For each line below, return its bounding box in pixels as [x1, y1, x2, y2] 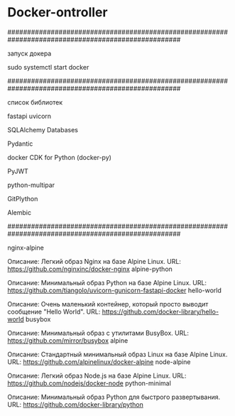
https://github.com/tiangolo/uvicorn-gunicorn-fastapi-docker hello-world [7, 286, 222, 294]
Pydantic [7, 139, 33, 148]
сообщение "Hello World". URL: [7, 307, 101, 316]
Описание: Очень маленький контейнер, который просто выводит [7, 299, 209, 308]
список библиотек [7, 97, 63, 107]
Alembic [7, 208, 32, 217]
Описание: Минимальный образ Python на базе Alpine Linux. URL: [7, 278, 207, 287]
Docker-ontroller [7, 4, 108, 21]
